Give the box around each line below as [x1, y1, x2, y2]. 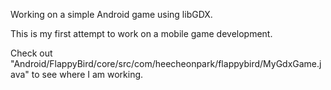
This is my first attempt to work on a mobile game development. [10, 28, 273, 39]
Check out [10, 47, 53, 59]
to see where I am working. [31, 69, 144, 80]
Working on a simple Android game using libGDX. [10, 9, 213, 20]
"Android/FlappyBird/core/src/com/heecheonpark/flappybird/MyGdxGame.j [10, 58, 322, 69]
